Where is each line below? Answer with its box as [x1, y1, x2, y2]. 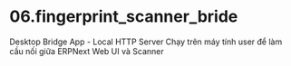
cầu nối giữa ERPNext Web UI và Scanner [9, 45, 165, 56]
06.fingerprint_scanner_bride [9, 6, 238, 27]
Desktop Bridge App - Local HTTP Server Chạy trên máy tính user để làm [9, 36, 283, 47]
